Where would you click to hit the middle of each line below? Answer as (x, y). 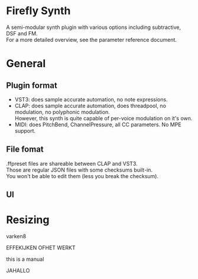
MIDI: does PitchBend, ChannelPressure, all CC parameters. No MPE (98, 124)
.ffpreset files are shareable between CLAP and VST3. (72, 163)
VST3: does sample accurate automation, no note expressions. (91, 99)
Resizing (28, 220)
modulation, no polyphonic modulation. (62, 112)
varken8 (16, 237)
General (26, 64)
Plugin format (32, 85)
